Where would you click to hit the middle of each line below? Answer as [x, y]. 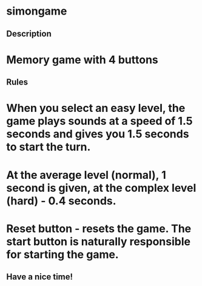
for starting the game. [63, 254]
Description [29, 34]
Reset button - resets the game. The [99, 228]
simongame [37, 11]
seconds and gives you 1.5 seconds [98, 134]
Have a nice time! [40, 277]
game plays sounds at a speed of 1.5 [99, 121]
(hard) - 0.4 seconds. [61, 201]
